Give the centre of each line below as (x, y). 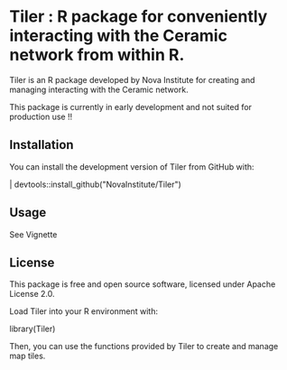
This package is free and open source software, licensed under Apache (143, 284)
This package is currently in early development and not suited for (131, 106)
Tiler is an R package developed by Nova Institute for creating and (132, 79)
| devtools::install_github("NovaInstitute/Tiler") (96, 184)
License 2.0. (32, 294)
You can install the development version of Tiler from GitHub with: (132, 166)
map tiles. (28, 356)
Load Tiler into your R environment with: (84, 311)
